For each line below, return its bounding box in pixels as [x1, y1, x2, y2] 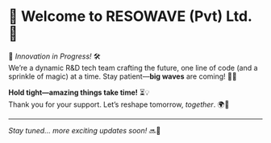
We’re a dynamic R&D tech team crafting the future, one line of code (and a [8, 63, 258, 72]
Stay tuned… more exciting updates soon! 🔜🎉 [8, 125, 161, 135]
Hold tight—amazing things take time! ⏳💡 [8, 88, 151, 97]
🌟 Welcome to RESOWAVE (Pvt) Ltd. [8, 7, 252, 26]
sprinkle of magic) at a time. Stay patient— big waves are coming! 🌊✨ [8, 71, 237, 81]
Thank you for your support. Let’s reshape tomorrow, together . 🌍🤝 [8, 100, 230, 109]
